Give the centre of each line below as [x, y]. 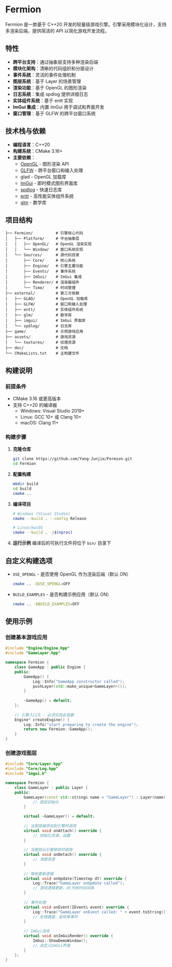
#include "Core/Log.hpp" [32, 769]
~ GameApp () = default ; [48, 701]
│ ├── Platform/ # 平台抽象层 [42, 239]
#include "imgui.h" [26, 774]
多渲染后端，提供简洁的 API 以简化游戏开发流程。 [57, 31]
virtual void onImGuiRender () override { [69, 936]
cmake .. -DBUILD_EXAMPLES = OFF [46, 604]
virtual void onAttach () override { [63, 831]
